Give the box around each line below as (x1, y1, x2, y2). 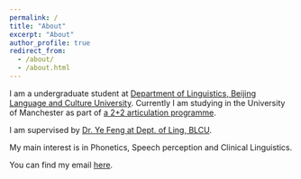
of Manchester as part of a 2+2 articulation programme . (9, 107, 216, 118)
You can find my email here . (9, 159, 114, 170)
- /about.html (17, 64, 70, 73)
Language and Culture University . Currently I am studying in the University (9, 97, 286, 108)
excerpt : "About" (9, 30, 75, 39)
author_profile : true (9, 38, 91, 48)
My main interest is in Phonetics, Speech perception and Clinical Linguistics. (9, 141, 293, 153)
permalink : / (9, 13, 59, 22)
